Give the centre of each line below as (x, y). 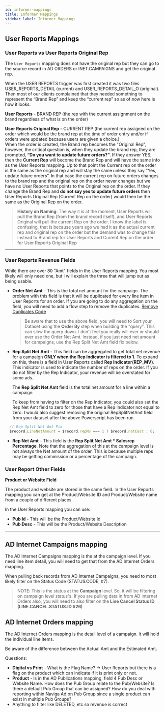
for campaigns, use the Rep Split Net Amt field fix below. (82, 342)
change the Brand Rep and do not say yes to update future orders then (78, 191)
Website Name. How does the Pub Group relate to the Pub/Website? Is (83, 683)
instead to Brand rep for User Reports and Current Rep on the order (85, 238)
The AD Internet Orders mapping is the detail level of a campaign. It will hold (82, 634)
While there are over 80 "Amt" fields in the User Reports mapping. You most (82, 271)
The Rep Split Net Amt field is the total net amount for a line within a (81, 387)
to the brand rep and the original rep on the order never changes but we (78, 181)
